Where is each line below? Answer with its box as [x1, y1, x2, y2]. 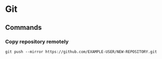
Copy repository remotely [5, 38, 69, 45]
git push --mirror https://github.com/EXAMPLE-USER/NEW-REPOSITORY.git [5, 49, 157, 54]
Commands [5, 23, 42, 32]
